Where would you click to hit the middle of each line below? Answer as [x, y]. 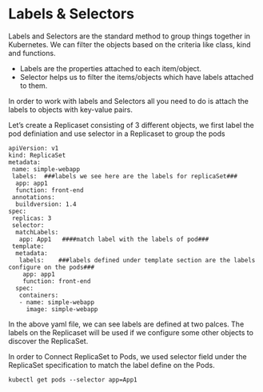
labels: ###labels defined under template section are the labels [137, 260]
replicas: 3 [32, 218]
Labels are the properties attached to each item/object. [111, 68]
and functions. [32, 53]
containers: [39, 295]
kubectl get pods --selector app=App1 [73, 380]
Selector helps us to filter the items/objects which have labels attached [137, 77]
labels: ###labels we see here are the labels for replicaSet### [125, 176]
